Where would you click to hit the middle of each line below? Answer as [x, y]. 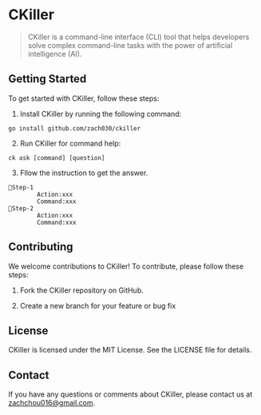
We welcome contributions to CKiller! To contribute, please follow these [126, 266]
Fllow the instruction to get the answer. [84, 173]
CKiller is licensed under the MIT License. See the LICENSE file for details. [130, 350]
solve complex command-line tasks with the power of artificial [130, 45]
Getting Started [47, 79]
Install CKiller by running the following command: [101, 114]
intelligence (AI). [55, 54]
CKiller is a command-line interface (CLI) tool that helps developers [138, 37]
